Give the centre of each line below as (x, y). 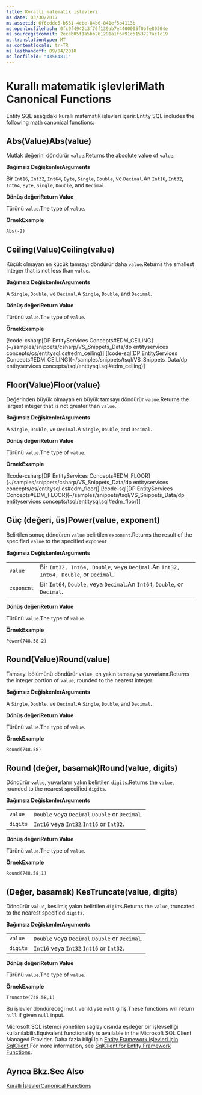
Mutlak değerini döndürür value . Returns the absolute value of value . (91, 156)
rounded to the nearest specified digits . (57, 789)
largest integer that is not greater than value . (61, 406)
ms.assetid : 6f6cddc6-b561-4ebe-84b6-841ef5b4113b (71, 23)
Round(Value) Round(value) (58, 659)
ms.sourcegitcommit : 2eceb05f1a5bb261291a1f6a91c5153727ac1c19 (87, 34)
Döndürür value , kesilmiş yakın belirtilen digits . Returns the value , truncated (100, 907)
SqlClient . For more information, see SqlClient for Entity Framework (89, 1046)
